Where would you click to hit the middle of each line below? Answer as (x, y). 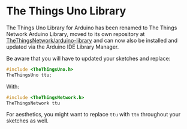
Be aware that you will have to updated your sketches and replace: (88, 58)
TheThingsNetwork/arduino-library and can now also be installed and (92, 40)
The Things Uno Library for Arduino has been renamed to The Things (92, 28)
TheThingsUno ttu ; (29, 75)
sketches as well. (28, 121)
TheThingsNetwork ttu (33, 103)
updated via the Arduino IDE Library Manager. (63, 47)
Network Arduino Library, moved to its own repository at (76, 34)
